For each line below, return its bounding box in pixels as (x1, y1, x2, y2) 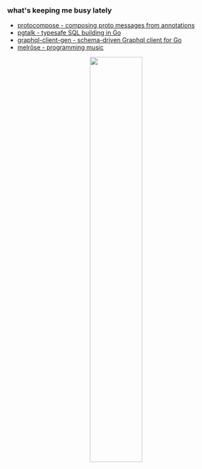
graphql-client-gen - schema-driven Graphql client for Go (17, 36, 182, 44)
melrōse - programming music (17, 44, 104, 52)
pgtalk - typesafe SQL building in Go (17, 28, 121, 37)
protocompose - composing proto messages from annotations (17, 21, 195, 30)
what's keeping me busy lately (7, 6, 112, 15)
